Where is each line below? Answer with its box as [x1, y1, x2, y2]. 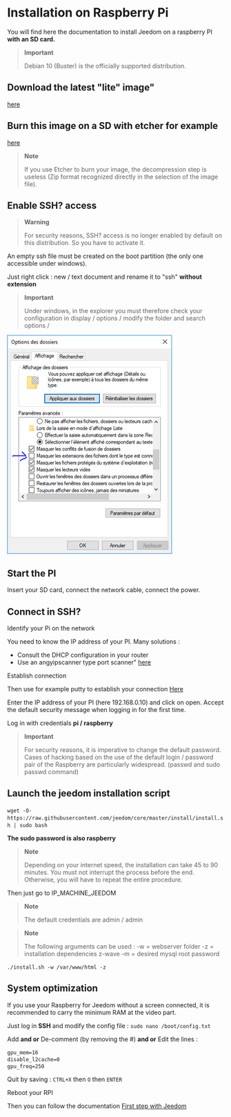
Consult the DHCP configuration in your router [17, 651, 149, 659]
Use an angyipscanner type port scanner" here [17, 658, 152, 666]
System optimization [7, 982, 99, 994]
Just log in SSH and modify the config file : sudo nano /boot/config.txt [7, 1021, 211, 1029]
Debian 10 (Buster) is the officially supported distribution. [23, 61, 186, 70]
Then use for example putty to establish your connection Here [7, 685, 184, 693]
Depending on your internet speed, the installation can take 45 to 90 [23, 860, 219, 869]
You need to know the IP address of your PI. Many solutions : [7, 637, 181, 646]
